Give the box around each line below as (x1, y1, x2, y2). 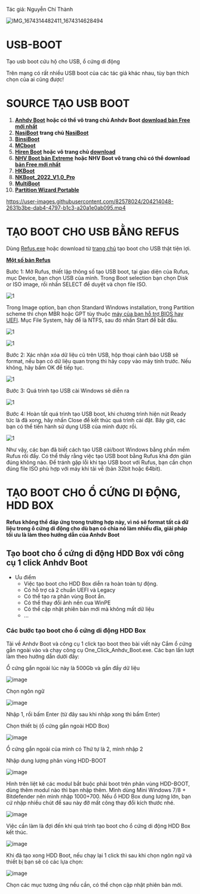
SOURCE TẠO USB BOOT (6, 97, 130, 110)
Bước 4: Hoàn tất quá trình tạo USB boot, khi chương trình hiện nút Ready (6, 410, 186, 417)
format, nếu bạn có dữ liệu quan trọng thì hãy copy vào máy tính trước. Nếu (6, 357, 192, 364)
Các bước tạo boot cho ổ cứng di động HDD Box (6, 626, 146, 635)
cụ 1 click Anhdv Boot (6, 558, 88, 568)
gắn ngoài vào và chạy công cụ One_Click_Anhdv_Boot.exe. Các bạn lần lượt (6, 646, 195, 653)
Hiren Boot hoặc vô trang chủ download (14, 148, 116, 155)
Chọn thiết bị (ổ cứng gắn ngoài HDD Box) (6, 722, 110, 729)
